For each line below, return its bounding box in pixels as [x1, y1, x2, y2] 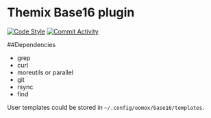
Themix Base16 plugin [7, 5, 135, 20]
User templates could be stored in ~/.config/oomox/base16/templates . [7, 103, 204, 111]
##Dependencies [7, 40, 56, 48]
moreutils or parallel [16, 68, 74, 76]
